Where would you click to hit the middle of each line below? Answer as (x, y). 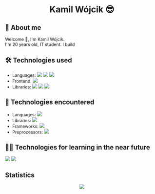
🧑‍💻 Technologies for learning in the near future (77, 147)
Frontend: (22, 81)
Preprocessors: (27, 132)
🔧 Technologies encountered (50, 102)
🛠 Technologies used (39, 60)
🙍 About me (23, 28)
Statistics (20, 175)
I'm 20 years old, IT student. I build (40, 44)
